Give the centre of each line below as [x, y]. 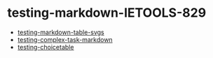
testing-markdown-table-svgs [61, 32]
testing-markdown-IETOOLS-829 [107, 13]
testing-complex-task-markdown [65, 39]
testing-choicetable [46, 47]
